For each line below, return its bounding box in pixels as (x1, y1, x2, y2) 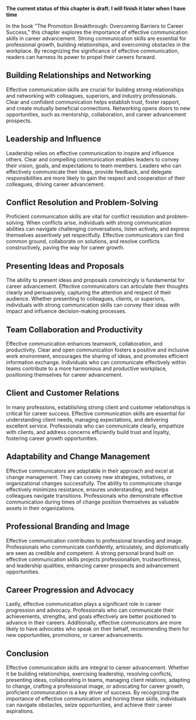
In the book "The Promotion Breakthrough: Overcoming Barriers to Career (6, 23, 184, 29)
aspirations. (6, 708, 35, 715)
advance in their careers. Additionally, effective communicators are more (6, 619, 182, 626)
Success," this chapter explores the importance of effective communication (6, 29, 188, 36)
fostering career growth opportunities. (6, 435, 98, 442)
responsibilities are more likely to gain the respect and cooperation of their (6, 174, 185, 181)
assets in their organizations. (6, 504, 75, 511)
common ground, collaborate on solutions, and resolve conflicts (6, 238, 160, 245)
